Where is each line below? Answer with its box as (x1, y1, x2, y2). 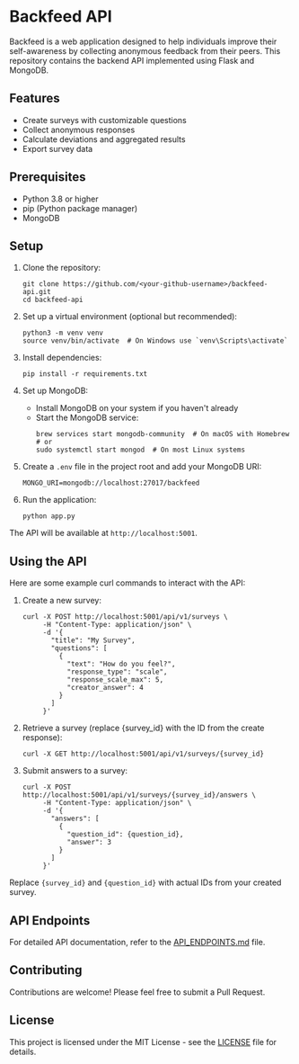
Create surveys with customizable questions (22, 114, 187, 125)
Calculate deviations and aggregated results (22, 133, 186, 145)
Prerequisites (9, 169, 86, 185)
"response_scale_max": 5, (66, 675, 164, 684)
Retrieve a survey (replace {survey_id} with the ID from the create (22, 722, 265, 734)
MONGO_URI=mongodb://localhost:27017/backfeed (22, 478, 200, 487)
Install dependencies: (22, 353, 102, 363)
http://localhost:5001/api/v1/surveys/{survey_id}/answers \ (22, 791, 257, 800)
